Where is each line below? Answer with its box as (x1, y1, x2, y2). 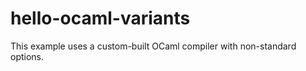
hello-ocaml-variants (10, 7, 191, 30)
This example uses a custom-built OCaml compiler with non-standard (10, 40, 297, 52)
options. (10, 50, 45, 62)
